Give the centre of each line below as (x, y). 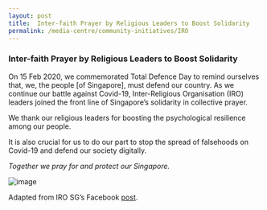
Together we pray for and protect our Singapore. (89, 166)
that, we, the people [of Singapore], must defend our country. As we (121, 84)
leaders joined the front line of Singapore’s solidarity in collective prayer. (128, 102)
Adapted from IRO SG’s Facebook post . (73, 197)
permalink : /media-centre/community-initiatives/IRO (99, 31)
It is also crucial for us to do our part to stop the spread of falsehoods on (129, 142)
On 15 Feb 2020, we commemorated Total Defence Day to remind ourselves (134, 76)
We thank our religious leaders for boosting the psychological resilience (127, 117)
